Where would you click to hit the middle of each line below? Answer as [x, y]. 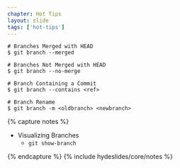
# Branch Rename [31, 102]
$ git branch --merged [41, 53]
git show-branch [52, 144]
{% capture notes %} [38, 122]
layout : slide [28, 21]
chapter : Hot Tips [34, 14]
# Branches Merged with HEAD [50, 47]
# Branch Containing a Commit [52, 84]
